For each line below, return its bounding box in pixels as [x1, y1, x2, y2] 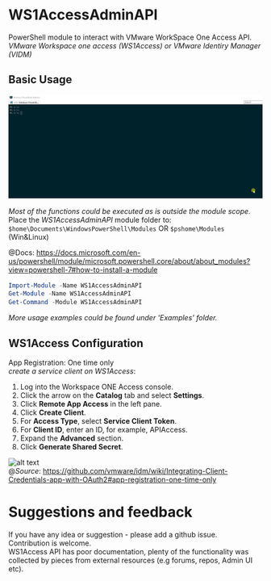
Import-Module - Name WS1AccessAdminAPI [8, 281, 143, 290]
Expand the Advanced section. [19, 433, 123, 443]
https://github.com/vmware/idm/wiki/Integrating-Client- [43, 466, 228, 475]
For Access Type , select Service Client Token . [19, 416, 177, 425]
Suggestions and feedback [8, 503, 193, 521]
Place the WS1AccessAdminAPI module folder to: [8, 215, 172, 224]
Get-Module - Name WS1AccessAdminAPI [8, 290, 131, 298]
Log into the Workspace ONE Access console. [19, 382, 173, 391]
